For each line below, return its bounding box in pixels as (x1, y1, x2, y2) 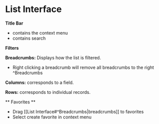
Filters (5, 45, 19, 51)
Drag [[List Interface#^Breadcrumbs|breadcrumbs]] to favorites (12, 108, 144, 114)
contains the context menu (12, 30, 68, 36)
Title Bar (5, 20, 24, 26)
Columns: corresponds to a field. (5, 79, 74, 85)
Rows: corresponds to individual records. (5, 89, 91, 95)
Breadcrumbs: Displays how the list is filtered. (5, 54, 101, 61)
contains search (12, 35, 46, 41)
